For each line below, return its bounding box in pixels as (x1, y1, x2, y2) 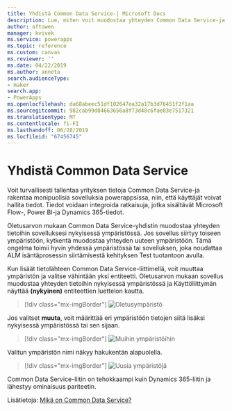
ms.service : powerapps (7, 36, 73, 43)
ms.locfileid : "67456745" (7, 133, 82, 140)
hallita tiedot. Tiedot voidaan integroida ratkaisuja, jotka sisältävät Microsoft (7, 201, 224, 209)
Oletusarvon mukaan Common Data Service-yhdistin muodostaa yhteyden (7, 222, 220, 230)
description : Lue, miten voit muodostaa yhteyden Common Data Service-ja (7, 17, 226, 24)
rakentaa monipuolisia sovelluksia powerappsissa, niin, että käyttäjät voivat (7, 193, 222, 202)
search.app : (7, 88, 42, 95)
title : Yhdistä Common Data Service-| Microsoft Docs (7, 10, 167, 17)
